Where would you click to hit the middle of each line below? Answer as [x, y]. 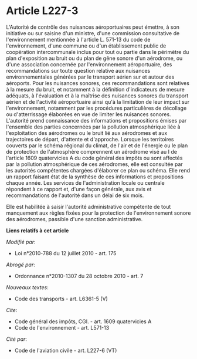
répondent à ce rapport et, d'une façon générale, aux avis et [79, 189]
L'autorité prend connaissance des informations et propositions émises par [96, 120]
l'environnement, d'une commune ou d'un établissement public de [86, 46]
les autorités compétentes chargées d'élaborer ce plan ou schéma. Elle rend [98, 170]
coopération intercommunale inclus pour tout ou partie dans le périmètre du [98, 52]
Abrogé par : [21, 265]
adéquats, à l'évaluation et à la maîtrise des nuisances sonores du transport [97, 96]
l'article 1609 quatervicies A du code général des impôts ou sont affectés [94, 158]
